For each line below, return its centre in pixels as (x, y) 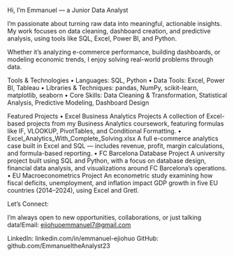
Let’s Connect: (28, 204)
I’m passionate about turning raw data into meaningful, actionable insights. (115, 23)
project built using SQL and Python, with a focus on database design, (107, 161)
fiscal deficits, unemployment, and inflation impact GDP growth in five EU (113, 183)
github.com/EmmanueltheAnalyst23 (59, 246)
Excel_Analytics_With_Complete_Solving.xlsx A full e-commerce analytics (113, 138)
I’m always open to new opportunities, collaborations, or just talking (104, 217)
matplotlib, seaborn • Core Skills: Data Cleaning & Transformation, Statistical (117, 95)
